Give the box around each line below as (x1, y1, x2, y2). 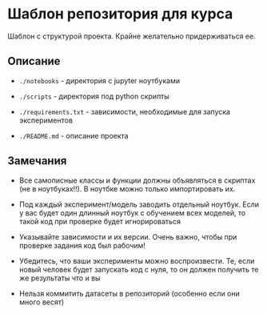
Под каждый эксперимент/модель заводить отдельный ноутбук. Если (18, 199, 260, 209)
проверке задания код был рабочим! (18, 240, 145, 250)
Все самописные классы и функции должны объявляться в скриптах (18, 175, 256, 185)
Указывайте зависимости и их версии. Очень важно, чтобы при (18, 231, 237, 241)
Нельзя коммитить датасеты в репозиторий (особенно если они (18, 288, 241, 298)
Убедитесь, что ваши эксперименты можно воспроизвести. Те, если (18, 256, 255, 265)
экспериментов (18, 115, 74, 125)
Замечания (7, 154, 67, 168)
